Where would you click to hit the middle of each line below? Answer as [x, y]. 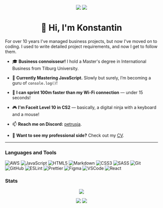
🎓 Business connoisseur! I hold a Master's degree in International [79, 61]
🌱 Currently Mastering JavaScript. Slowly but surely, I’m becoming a [81, 77]
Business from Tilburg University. [45, 68]
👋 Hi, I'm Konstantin [81, 28]
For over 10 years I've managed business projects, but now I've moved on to [81, 41]
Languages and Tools [31, 152]
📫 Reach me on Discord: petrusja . [47, 124]
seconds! [21, 97]
